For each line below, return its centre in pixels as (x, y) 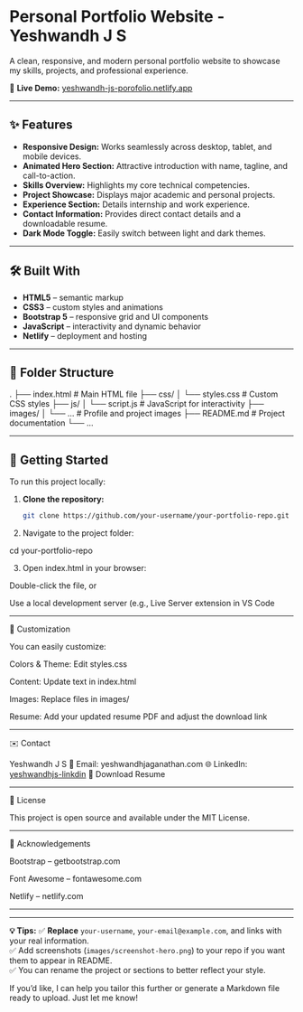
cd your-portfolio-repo (51, 551)
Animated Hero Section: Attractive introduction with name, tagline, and (155, 165)
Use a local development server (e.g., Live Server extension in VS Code (142, 604)
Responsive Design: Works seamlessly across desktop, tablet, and (147, 146)
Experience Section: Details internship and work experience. (136, 204)
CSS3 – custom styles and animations (93, 307)
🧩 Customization (40, 629)
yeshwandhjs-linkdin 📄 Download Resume (87, 774)
